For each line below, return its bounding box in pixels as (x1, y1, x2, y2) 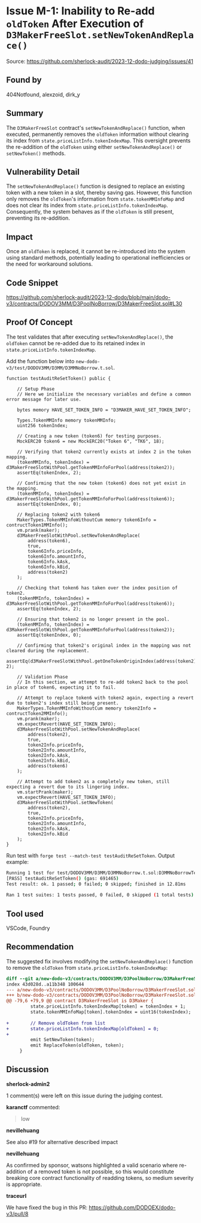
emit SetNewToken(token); (30, 1037, 95, 1043)
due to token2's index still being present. (6, 700, 119, 706)
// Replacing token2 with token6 (17, 512, 100, 518)
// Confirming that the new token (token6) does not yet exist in (17, 480, 186, 486)
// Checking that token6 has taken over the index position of (17, 585, 178, 591)
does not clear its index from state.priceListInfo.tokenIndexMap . (6, 202, 169, 209)
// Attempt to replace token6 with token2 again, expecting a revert (17, 695, 194, 701)
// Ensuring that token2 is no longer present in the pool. (17, 616, 170, 622)
